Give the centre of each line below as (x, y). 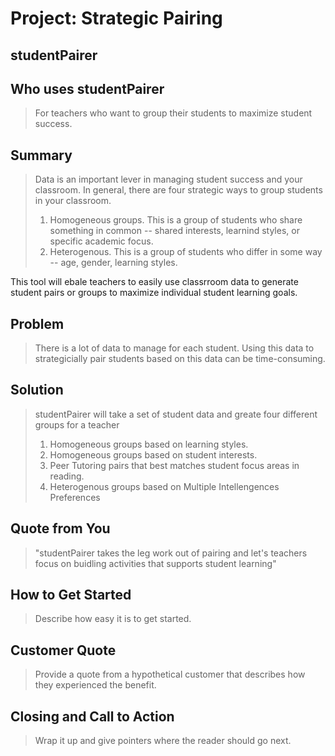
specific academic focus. (101, 241)
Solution (37, 390)
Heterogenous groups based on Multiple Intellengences (164, 486)
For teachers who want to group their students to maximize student (173, 113)
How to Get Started (71, 595)
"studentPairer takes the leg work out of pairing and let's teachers (171, 553)
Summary (41, 155)
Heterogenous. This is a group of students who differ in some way (186, 252)
